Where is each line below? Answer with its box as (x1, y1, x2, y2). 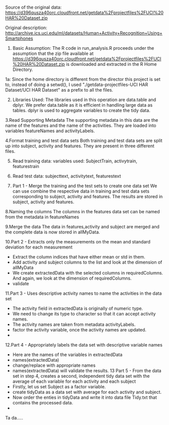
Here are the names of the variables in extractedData (12, 352, 123, 358)
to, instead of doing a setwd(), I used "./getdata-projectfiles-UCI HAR (5, 81, 148, 88)
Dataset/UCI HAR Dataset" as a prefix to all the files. (5, 87, 113, 93)
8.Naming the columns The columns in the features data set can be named (5, 209, 160, 214)
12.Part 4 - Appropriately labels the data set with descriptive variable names (5, 342, 162, 348)
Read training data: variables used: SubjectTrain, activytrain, (12, 158, 137, 164)
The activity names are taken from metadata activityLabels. (12, 321, 136, 327)
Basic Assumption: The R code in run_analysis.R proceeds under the (12, 45, 154, 51)
